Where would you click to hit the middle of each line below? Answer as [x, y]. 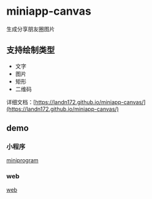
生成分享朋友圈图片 [31, 29]
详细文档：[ [21, 102]
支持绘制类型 [31, 50]
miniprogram [22, 160]
